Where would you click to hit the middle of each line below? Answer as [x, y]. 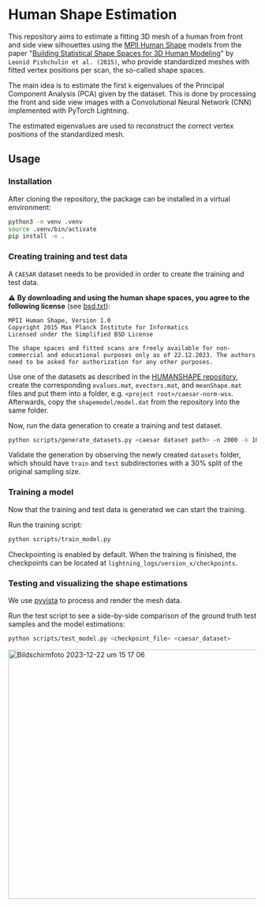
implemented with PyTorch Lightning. [69, 110]
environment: [30, 207]
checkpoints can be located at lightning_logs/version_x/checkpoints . [123, 563]
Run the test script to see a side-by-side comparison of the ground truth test [132, 615]
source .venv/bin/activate [52, 229]
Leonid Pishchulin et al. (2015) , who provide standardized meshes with [129, 62]
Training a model [41, 492]
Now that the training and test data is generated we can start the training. [127, 509]
